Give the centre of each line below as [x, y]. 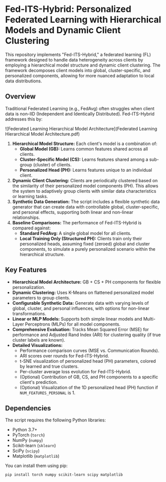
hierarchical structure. [42, 254]
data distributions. [24, 81]
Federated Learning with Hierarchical [83, 20]
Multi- [149, 319]
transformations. [29, 313]
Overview [21, 97]
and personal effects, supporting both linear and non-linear [73, 212]
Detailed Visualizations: [37, 345]
